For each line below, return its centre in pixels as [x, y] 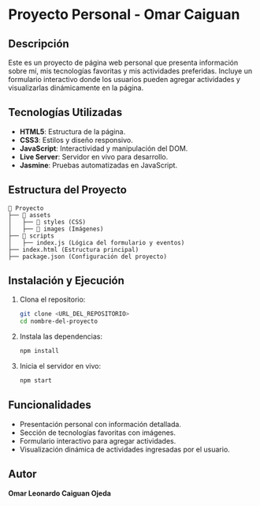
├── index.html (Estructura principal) [74, 249]
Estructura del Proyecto [68, 190]
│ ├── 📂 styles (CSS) [47, 222]
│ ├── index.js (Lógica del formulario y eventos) [97, 242]
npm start [36, 380]
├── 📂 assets [30, 215]
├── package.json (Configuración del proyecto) [88, 257]
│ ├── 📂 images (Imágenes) [56, 229]
